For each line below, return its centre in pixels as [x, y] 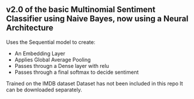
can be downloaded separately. [44, 90]
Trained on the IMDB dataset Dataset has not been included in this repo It [95, 83]
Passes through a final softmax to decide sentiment [76, 72]
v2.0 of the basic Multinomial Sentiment [81, 10]
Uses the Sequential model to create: [51, 42]
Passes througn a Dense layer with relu [62, 66]
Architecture [30, 28]
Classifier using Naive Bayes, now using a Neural [97, 19]
